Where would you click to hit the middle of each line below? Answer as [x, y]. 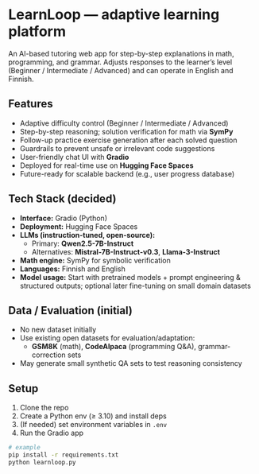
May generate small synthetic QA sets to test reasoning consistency [131, 363]
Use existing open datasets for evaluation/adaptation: [107, 338]
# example [25, 448]
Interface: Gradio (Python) [63, 218]
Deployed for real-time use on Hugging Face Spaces [106, 165]
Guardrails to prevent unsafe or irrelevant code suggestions [117, 148]
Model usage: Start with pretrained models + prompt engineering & [130, 277]
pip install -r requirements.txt [64, 455]
